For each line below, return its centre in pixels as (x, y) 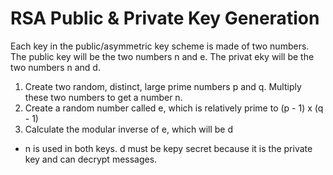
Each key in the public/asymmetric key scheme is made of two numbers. (160, 46)
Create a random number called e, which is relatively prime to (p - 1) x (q (174, 108)
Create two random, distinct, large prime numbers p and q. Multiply (163, 86)
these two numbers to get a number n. (103, 97)
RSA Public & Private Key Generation (165, 18)
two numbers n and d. (55, 67)
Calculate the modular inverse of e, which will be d (129, 129)
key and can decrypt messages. (91, 159)
